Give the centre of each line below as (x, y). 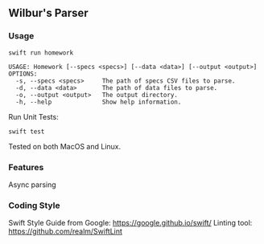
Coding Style (34, 205)
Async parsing (32, 185)
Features (26, 167)
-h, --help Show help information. (99, 102)
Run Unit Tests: (33, 116)
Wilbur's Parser (48, 13)
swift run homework (41, 53)
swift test (27, 132)
